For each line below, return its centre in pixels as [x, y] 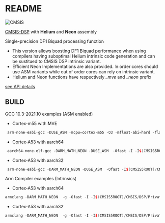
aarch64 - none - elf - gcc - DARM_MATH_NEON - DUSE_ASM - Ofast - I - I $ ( [75, 151]
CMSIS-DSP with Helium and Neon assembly [51, 32]
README [24, 9]
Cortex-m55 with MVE [35, 123]
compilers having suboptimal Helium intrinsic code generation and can [83, 56]
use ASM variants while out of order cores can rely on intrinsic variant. [83, 71]
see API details [20, 86]
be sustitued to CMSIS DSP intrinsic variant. [56, 61]
